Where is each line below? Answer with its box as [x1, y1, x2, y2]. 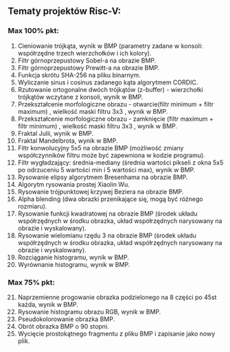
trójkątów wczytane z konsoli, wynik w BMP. [17, 93, 143, 101]
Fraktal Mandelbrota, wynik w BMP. [17, 137, 119, 145]
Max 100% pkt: [8, 26, 59, 36]
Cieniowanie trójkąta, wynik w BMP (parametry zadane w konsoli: [17, 41, 203, 50]
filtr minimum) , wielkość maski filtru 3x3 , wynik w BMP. [17, 121, 178, 130]
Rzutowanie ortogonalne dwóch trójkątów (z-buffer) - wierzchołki [17, 85, 203, 93]
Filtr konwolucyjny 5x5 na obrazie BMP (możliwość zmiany [17, 143, 184, 152]
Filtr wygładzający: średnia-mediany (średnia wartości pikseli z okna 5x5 [17, 158, 224, 167]
